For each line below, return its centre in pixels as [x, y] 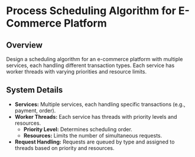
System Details [35, 90]
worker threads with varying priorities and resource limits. [76, 71]
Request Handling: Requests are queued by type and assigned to [95, 142]
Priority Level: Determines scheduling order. [78, 129]
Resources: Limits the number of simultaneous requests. [93, 135]
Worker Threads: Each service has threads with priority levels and [96, 116]
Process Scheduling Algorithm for [91, 11]
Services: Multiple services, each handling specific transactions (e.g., [100, 104]
